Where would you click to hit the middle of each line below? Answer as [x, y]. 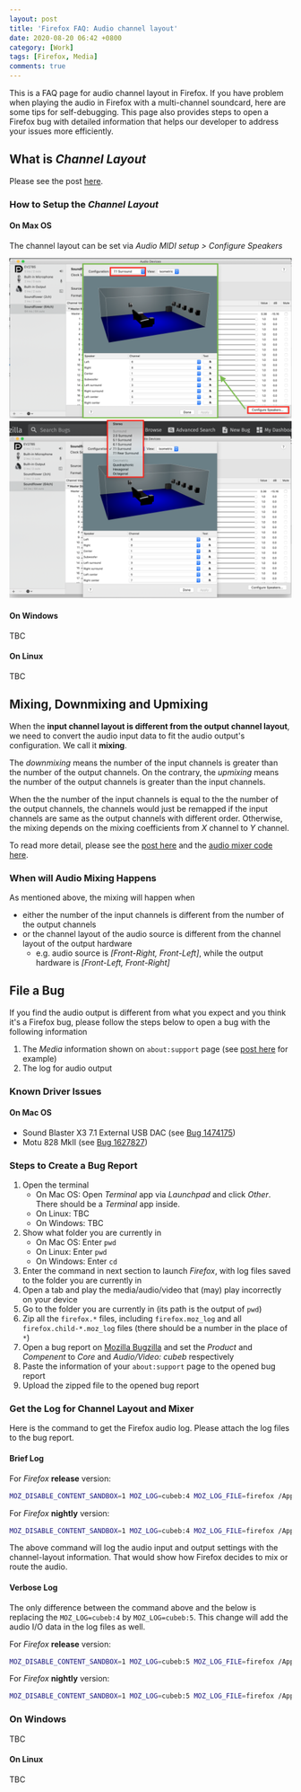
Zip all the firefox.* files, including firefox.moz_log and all [132, 1319]
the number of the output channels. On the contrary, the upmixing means [144, 772]
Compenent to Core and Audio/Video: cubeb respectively [128, 1357]
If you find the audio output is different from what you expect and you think [148, 1012]
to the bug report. [42, 1438]
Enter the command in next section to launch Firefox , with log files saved [156, 1271]
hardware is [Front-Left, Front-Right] [103, 962]
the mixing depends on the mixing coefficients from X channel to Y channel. [149, 827]
